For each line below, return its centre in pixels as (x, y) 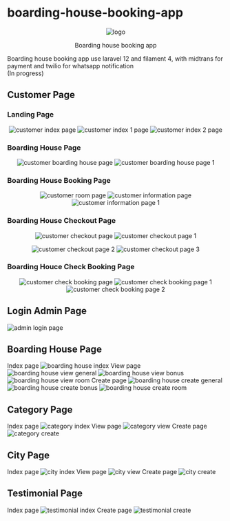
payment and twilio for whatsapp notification (71, 66)
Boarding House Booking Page (59, 180)
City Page (29, 455)
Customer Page (41, 95)
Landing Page (31, 115)
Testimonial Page (45, 494)
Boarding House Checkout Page (61, 221)
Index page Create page (70, 510)
